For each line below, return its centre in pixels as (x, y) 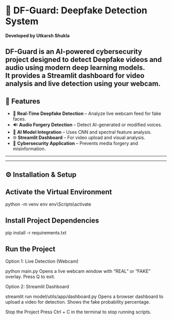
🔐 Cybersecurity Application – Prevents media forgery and (75, 144)
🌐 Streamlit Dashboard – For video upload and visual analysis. (79, 137)
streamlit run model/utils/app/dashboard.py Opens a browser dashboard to (84, 296)
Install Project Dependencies (52, 220)
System (22, 21)
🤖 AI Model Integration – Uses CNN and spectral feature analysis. (82, 132)
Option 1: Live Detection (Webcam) (42, 261)
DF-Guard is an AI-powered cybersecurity (74, 52)
